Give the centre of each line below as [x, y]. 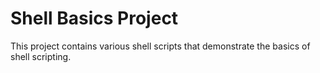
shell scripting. [41, 56]
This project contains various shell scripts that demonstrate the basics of [160, 46]
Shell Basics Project [94, 18]
